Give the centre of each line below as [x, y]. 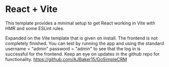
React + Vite [32, 9]
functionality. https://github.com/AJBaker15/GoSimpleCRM [66, 59]
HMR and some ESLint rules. [35, 28]
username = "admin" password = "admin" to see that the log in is [73, 48]
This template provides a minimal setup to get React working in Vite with [80, 23]
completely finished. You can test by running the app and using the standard [84, 43]
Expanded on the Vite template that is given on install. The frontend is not [81, 38]
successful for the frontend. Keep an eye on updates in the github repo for [82, 54]
